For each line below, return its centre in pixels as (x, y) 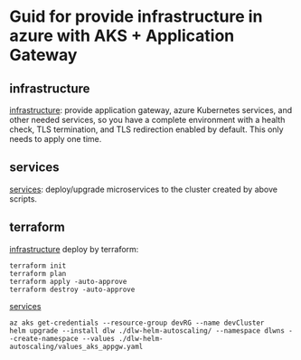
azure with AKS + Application (122, 36)
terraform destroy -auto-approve (72, 289)
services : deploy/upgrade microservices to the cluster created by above (144, 189)
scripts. (24, 199)
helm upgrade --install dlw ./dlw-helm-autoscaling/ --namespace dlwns (147, 331)
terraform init (38, 265)
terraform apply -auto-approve (68, 281)
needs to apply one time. (56, 139)
